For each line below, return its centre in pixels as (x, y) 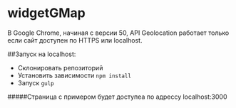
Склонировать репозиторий (60, 67)
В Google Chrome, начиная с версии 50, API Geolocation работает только (118, 33)
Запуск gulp (36, 82)
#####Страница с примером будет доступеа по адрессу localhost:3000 (117, 97)
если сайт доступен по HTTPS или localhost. (75, 40)
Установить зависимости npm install (75, 75)
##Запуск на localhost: (42, 54)
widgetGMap (46, 13)
